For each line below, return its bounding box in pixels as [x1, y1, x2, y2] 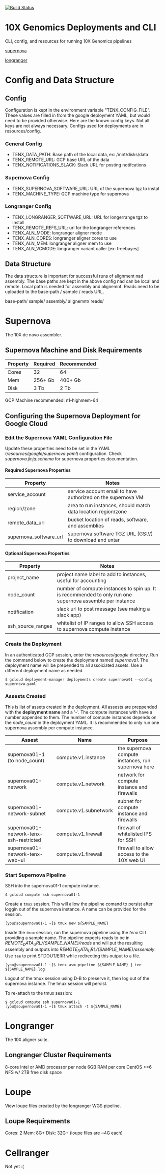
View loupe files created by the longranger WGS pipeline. [5, 1103, 121, 1109]
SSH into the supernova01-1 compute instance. [5, 883, 100, 889]
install [12, 219, 25, 225]
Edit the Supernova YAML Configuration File [5, 434, 112, 441]
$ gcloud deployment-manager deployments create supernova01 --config [5, 677, 153, 682]
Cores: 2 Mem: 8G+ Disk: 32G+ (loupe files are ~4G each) [5, 1130, 123, 1136]
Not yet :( [5, 1164, 24, 1170]
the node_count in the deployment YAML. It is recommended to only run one [5, 719, 160, 726]
